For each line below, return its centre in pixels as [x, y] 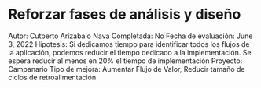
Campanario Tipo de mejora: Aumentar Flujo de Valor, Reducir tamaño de [127, 69]
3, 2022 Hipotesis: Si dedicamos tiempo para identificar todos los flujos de [129, 44]
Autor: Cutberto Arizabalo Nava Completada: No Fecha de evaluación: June [130, 36]
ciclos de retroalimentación [52, 77]
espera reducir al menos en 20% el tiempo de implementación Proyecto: [125, 61]
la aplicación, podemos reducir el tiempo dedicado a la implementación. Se [130, 52]
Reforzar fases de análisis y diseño [125, 14]
